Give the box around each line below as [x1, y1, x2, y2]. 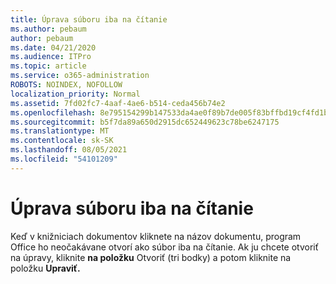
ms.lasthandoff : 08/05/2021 [10, 145, 128, 155]
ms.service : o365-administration [10, 71, 150, 81]
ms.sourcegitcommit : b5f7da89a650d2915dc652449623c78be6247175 [10, 117, 280, 127]
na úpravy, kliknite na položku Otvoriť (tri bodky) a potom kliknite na [10, 251, 292, 263]
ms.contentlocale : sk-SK [10, 136, 114, 146]
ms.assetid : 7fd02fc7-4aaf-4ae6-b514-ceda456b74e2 [10, 98, 226, 108]
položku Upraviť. [10, 262, 81, 274]
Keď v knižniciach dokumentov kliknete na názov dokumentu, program [10, 230, 302, 242]
